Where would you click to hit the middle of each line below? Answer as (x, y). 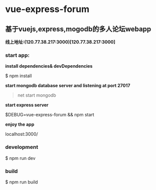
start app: (18, 55)
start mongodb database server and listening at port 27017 (68, 86)
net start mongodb (37, 95)
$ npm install (19, 76)
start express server (27, 105)
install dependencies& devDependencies (49, 66)
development (22, 147)
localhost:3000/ (22, 134)
